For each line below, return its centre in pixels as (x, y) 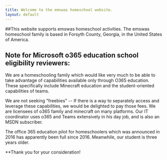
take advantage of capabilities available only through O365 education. (77, 80)
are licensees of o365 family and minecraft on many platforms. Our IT (77, 111)
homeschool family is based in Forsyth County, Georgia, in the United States (84, 34)
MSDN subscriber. (24, 122)
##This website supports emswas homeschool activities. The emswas (77, 29)
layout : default (22, 15)
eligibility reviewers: (38, 63)
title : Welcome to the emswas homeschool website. (59, 10)
